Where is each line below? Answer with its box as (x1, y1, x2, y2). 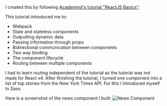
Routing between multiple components (12, 60, 92, 66)
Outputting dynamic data (12, 34, 64, 40)
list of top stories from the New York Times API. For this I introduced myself (5, 80, 160, 86)
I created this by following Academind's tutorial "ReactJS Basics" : (5, 4, 141, 10)
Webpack (12, 23, 32, 29)
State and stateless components (12, 29, 79, 34)
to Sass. (5, 86, 22, 91)
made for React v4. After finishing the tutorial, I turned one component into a (5, 75, 162, 81)
